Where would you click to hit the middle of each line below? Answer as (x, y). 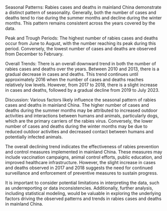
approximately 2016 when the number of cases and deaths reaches (74, 80)
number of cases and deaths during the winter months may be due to (77, 126)
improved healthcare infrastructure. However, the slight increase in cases (81, 162)
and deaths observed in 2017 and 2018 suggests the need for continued (79, 168)
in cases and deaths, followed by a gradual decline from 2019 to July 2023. (82, 90)
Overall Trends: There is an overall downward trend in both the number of (81, 64)
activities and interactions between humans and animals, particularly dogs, (82, 116)
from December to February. (34, 54)
